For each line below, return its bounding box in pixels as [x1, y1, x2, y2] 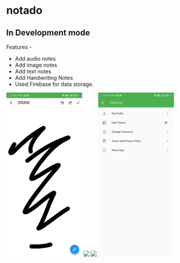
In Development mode [6, 28, 90, 38]
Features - [6, 43, 32, 50]
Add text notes [14, 68, 52, 75]
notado [6, 4, 43, 17]
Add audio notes [14, 55, 56, 62]
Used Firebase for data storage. [14, 80, 94, 88]
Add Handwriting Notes [14, 74, 73, 81]
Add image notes [14, 61, 58, 68]
